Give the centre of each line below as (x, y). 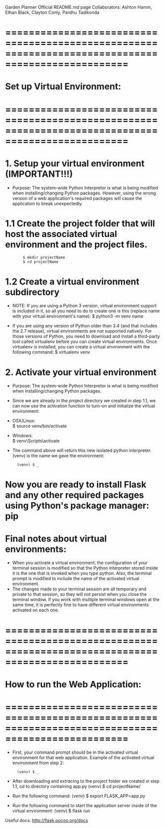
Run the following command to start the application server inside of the (84, 805)
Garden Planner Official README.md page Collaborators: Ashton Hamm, (79, 7)
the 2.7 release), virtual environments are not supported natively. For (82, 331)
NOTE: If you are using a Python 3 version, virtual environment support (84, 306)
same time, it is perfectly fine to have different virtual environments (81, 605)
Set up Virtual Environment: (63, 87)
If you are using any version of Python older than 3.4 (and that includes (85, 326)
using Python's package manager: (77, 506)
